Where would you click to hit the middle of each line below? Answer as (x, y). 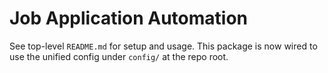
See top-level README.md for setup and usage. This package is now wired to (163, 46)
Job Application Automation (129, 18)
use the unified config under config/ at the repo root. (119, 56)
